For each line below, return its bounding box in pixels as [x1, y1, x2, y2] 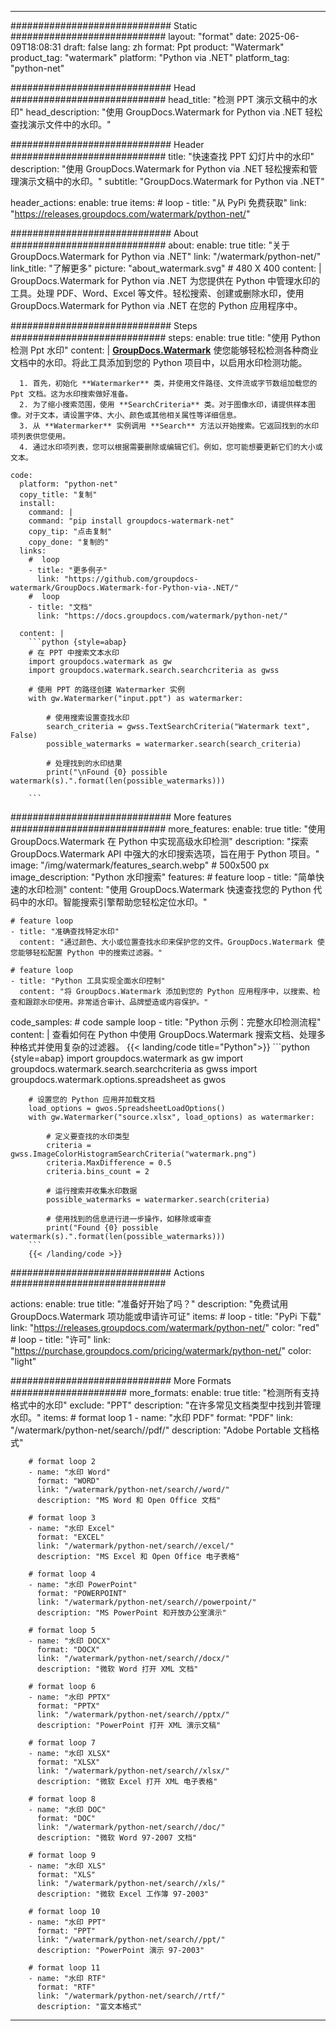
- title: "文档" [28, 602, 93, 612]
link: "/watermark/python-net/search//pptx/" [36, 1710, 230, 1720]
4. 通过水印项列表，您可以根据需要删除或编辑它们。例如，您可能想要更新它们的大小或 [19, 442, 323, 452]
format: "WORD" [36, 1476, 101, 1486]
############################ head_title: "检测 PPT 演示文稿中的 [10, 94, 309, 105]
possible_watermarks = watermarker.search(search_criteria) [46, 739, 302, 749]
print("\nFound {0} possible [46, 767, 168, 777]
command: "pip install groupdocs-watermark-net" [28, 516, 235, 526]
